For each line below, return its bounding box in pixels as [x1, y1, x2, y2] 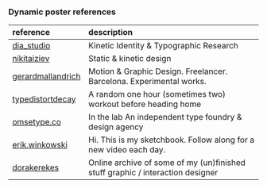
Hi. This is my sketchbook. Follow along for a [88, 134, 255, 145]
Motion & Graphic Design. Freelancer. [88, 66, 228, 77]
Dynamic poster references [8, 6, 117, 17]
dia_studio [12, 40, 51, 52]
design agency [88, 121, 144, 132]
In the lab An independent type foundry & [88, 112, 242, 123]
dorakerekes [12, 162, 60, 173]
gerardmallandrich [12, 71, 81, 82]
